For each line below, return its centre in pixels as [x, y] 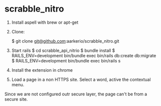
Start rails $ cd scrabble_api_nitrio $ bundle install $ [63, 50]
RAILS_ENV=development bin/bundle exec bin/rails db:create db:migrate [84, 55]
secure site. [16, 99]
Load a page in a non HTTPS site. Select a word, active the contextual [81, 79]
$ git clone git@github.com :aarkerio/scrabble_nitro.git [65, 41]
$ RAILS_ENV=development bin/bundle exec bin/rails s [66, 61]
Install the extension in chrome [42, 70]
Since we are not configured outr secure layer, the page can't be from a [76, 94]
